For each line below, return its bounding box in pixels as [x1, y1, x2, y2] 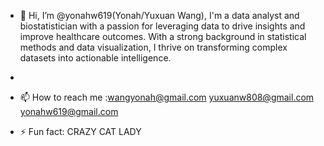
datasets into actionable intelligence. [19, 52, 172, 64]
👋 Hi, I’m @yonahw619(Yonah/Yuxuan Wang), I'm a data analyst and [19, 10, 300, 21]
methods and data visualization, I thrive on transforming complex [19, 41, 288, 53]
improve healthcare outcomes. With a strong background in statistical [19, 31, 307, 42]
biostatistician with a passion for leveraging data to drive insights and [19, 20, 306, 32]
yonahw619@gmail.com [19, 106, 119, 117]
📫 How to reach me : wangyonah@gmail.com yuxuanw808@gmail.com [19, 91, 315, 103]
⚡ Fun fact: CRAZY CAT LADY [19, 126, 142, 137]
